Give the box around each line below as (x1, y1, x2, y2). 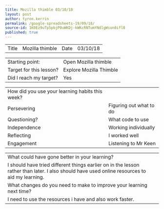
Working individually (108, 124, 155, 131)
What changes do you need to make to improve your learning (7, 182, 147, 188)
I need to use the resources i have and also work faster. (7, 196, 135, 203)
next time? (7, 188, 32, 194)
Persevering (7, 105, 36, 112)
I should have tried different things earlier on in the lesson (7, 161, 140, 168)
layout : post (5, 12, 32, 17)
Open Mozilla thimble (63, 58, 112, 65)
